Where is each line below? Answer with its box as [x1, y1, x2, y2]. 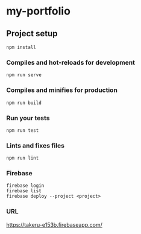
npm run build [6, 100, 42, 106]
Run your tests [6, 114, 50, 122]
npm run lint [6, 155, 39, 161]
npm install [6, 44, 36, 50]
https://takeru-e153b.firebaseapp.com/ [6, 221, 102, 228]
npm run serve [6, 72, 42, 78]
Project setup [6, 28, 58, 39]
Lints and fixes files [6, 141, 65, 149]
